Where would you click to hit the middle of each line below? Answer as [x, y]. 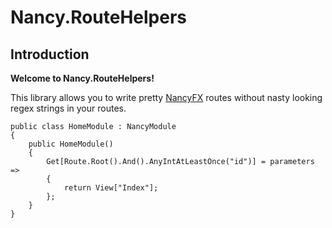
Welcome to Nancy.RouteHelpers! [82, 78]
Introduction [50, 54]
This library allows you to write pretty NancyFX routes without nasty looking [166, 97]
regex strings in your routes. [68, 108]
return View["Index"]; [111, 188]
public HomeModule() [71, 144]
